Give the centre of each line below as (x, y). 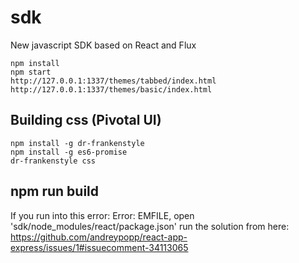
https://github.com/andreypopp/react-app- (99, 237)
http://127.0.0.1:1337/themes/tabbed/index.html (113, 81)
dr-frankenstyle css (53, 161)
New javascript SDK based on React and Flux (103, 45)
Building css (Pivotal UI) (86, 120)
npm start (31, 72)
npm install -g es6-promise (69, 152)
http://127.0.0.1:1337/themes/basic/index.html (111, 89)
